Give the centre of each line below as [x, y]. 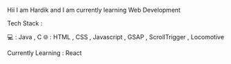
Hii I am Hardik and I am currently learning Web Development [94, 10]
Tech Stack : [25, 23]
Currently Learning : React [44, 53]
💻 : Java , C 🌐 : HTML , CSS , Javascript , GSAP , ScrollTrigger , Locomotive [116, 37]
